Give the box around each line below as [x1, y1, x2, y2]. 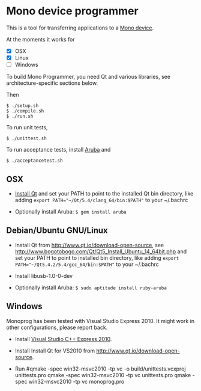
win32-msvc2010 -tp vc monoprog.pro [28, 378, 125, 385]
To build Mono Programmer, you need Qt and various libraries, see [6, 73, 171, 81]
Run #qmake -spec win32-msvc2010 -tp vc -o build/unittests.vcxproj [14, 365, 186, 372]
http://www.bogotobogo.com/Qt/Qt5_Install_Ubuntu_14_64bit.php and [14, 248, 187, 255]
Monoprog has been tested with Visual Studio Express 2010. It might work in [6, 317, 195, 324]
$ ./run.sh [6, 113, 34, 120]
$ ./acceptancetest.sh [6, 158, 63, 164]
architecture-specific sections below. [6, 79, 98, 87]
